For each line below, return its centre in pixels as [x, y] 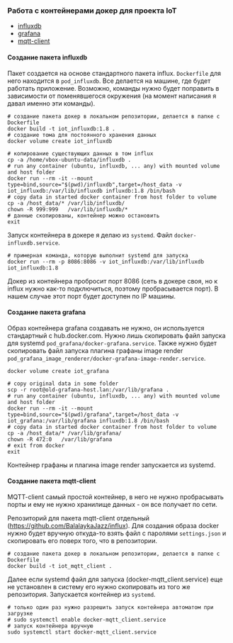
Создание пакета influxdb [47, 57]
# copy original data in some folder [63, 384]
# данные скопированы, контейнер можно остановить [84, 216]
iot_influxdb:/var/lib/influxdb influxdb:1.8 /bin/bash [91, 191]
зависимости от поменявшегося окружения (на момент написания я [112, 96]
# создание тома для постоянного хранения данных [82, 135]
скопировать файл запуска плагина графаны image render [95, 350]
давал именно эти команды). [51, 103]
